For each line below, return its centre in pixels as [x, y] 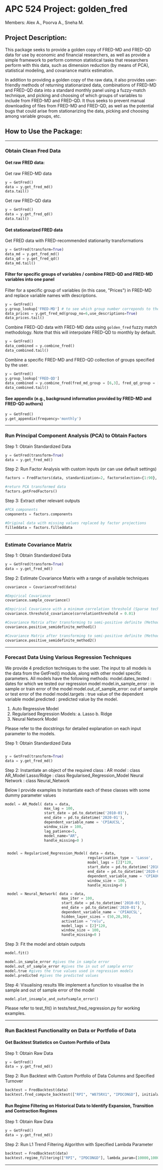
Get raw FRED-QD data [28, 201]
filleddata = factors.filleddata [39, 527]
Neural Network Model [35, 719]
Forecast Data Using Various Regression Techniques [68, 657]
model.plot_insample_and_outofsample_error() [52, 999]
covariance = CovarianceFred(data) [41, 587]
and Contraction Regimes [31, 1110]
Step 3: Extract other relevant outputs [42, 501]
